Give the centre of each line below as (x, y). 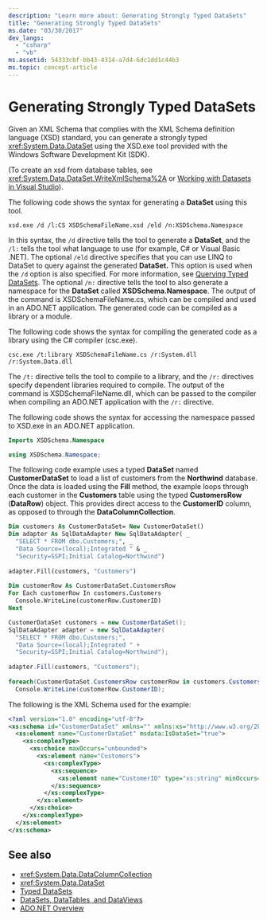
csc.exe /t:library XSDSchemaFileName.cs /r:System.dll (103, 354)
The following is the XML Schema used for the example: (100, 704)
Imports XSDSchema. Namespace (56, 440)
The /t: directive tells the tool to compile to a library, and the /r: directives (131, 376)
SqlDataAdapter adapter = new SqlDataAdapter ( (87, 630)
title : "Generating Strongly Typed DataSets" (85, 23)
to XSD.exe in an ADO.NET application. (72, 425)
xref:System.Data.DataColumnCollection (86, 874)
